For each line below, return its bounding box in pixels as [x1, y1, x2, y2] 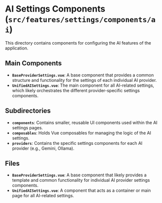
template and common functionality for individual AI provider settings [12, 177, 150, 183]
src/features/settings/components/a [8, 16, 156, 25]
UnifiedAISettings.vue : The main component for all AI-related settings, [12, 82, 154, 88]
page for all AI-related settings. [12, 193, 74, 199]
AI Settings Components [5, 3, 105, 15]
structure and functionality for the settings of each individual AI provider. [12, 77, 157, 83]
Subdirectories [5, 107, 51, 115]
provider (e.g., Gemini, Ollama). [12, 145, 74, 151]
